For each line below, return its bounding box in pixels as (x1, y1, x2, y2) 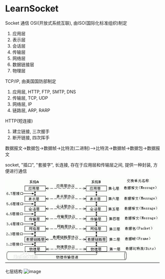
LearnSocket (5, 3, 59, 14)
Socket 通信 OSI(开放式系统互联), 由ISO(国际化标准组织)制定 (5, 20, 127, 26)
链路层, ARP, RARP (12, 107, 50, 113)
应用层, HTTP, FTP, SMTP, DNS (12, 89, 76, 95)
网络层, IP (12, 101, 32, 107)
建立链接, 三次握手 (12, 128, 50, 134)
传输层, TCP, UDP (12, 95, 48, 101)
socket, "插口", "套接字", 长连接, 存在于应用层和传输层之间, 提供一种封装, (5, 162, 152, 167)
